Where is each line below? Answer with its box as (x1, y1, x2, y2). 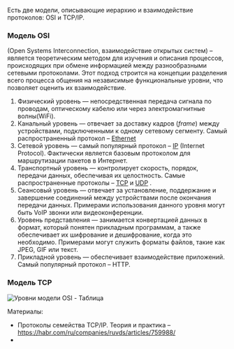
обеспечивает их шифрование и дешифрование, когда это (17, 230, 192, 239)
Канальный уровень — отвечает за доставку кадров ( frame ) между (17, 119, 220, 128)
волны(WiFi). (17, 112, 56, 121)
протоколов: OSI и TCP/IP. (7, 13, 85, 22)
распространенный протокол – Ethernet (17, 134, 136, 142)
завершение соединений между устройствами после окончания (17, 193, 212, 202)
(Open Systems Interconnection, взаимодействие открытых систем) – (7, 47, 213, 55)
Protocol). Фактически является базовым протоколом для (17, 149, 191, 158)
